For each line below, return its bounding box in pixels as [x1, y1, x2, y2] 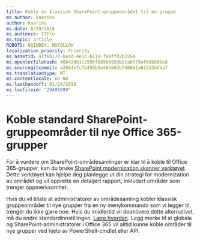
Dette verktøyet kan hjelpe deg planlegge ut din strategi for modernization [6, 170, 189, 178]
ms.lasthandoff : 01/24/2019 [6, 82, 77, 88]
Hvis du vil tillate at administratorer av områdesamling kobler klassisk [6, 195, 177, 202]
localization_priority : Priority [6, 48, 90, 54]
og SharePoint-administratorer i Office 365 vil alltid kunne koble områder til [6, 220, 192, 228]
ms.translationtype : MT [6, 70, 66, 76]
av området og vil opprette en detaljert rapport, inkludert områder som [6, 177, 180, 184]
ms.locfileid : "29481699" [6, 87, 71, 93]
